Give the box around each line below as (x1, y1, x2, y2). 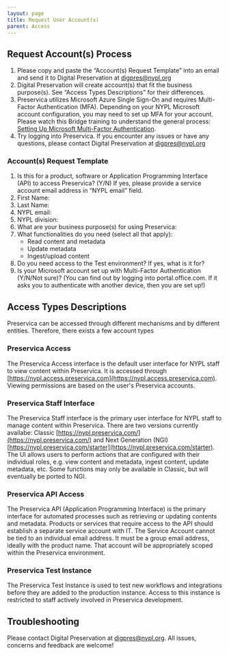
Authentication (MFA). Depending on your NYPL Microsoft (36, 103, 200, 111)
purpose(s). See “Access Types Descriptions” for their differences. (16, 88, 205, 97)
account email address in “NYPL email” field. (16, 187, 144, 195)
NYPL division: (16, 215, 59, 224)
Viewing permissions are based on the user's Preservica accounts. (7, 381, 196, 390)
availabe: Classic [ (7, 428, 59, 436)
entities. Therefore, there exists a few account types (7, 326, 154, 335)
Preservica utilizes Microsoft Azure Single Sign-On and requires (16, 95, 197, 104)
